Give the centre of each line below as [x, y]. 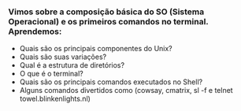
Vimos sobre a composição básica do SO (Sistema [106, 12]
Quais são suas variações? [63, 57]
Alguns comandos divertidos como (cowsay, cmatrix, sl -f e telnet [126, 91]
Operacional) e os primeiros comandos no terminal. [108, 21]
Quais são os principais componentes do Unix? [96, 49]
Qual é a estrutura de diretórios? [72, 65]
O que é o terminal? [52, 74]
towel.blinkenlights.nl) [55, 99]
